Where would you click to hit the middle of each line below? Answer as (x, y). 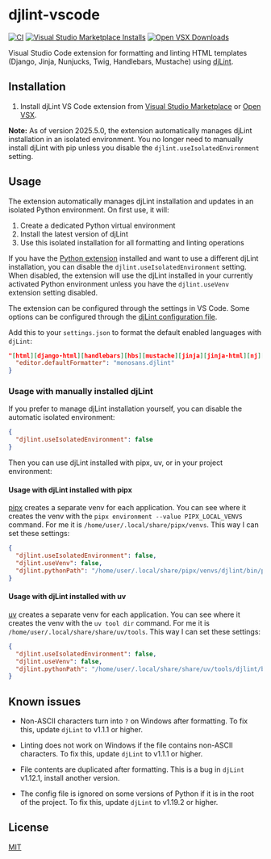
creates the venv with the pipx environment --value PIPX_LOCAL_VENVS (125, 516)
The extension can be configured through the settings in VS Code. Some (129, 308)
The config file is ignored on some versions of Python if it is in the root (137, 794)
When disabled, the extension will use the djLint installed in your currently (131, 275)
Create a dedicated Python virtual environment (98, 225)
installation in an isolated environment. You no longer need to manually (126, 139)
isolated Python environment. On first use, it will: (89, 210)
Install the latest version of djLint (74, 234)
